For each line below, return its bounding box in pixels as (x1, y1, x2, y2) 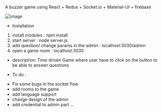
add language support (12, 92, 57, 97)
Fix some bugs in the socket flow (12, 81, 79, 87)
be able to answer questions (12, 63, 69, 68)
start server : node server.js (12, 37, 68, 43)
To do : (12, 72, 27, 77)
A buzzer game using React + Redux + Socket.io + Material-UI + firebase (5, 4, 152, 10)
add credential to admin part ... (12, 102, 74, 107)
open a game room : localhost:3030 (12, 48, 84, 53)
